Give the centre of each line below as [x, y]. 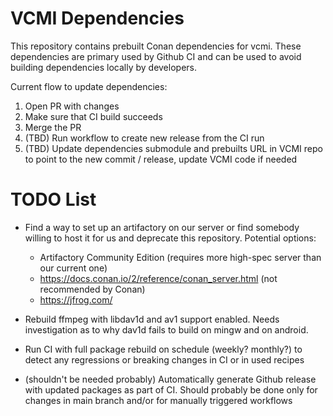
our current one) [73, 268]
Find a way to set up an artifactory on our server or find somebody [162, 227]
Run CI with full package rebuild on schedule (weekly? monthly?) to [163, 349]
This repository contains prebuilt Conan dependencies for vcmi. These [156, 46]
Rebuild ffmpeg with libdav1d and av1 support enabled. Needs [152, 319]
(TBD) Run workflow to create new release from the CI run [144, 138]
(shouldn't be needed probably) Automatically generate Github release [170, 379]
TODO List [53, 199]
